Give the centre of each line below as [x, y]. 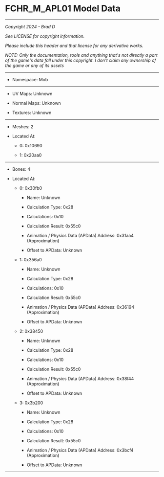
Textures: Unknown [32, 113]
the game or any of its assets [35, 65]
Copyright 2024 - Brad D [30, 26]
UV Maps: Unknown [32, 93]
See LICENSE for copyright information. [45, 36]
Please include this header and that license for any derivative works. [74, 45]
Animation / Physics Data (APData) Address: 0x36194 [80, 307]
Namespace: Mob [30, 79]
